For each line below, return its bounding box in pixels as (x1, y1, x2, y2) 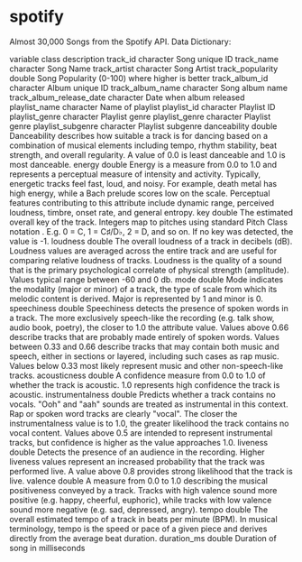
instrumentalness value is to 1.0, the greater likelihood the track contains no (9, 418, 290, 428)
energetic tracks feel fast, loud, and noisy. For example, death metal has (9, 178, 278, 189)
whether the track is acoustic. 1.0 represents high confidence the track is (9, 379, 280, 390)
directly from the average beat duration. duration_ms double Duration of (9, 532, 277, 543)
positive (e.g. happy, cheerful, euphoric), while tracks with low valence (9, 494, 272, 505)
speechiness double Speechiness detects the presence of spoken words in (9, 302, 288, 313)
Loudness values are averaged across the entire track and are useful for (9, 245, 278, 256)
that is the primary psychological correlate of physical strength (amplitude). (9, 264, 290, 275)
